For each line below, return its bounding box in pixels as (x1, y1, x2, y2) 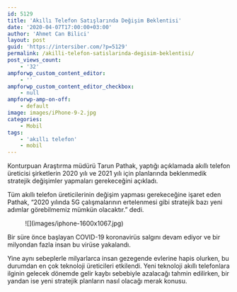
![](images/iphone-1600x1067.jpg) (25, 219, 124, 228)
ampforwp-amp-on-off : (7, 96, 71, 103)
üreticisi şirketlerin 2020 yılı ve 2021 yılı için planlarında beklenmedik (7, 169, 207, 178)
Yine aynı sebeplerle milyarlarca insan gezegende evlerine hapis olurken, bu (7, 254, 230, 263)
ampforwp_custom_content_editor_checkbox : (7, 83, 134, 90)
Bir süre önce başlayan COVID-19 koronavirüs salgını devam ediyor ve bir (7, 233, 221, 242)
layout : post (7, 37, 46, 44)
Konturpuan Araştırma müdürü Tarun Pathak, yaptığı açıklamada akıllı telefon (7, 162, 231, 170)
